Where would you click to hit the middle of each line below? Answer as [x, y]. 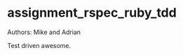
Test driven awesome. [39, 45]
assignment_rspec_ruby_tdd [92, 13]
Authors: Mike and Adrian [44, 32]
